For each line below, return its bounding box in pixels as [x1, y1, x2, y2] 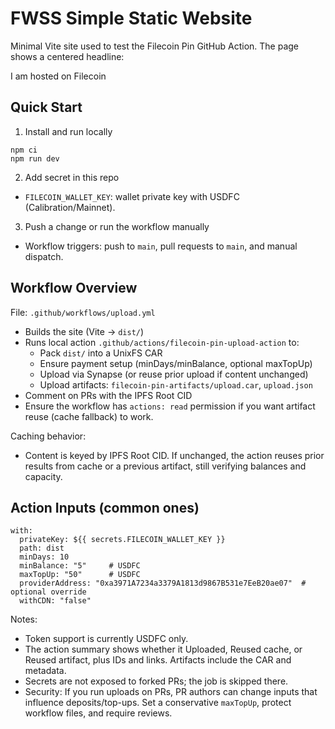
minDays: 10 [19, 552, 70, 562]
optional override [10, 587, 87, 597]
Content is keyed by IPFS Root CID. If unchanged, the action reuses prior [24, 449, 325, 461]
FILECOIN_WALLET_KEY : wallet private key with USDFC [24, 190, 240, 202]
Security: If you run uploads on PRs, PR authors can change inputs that [24, 686, 318, 698]
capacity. [24, 470, 63, 482]
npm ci [10, 145, 38, 155]
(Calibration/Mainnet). [24, 201, 116, 213]
